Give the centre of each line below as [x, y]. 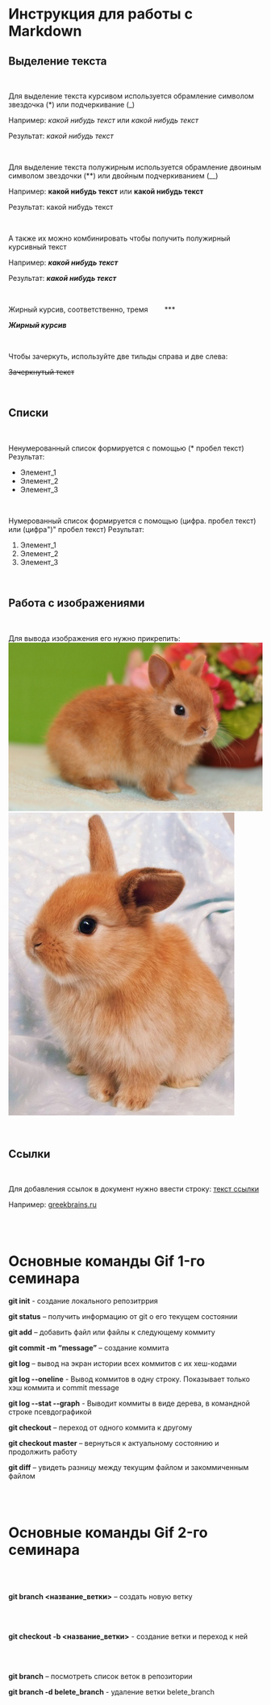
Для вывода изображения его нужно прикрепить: [94, 638]
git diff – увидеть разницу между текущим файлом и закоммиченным [129, 1468]
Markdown [45, 31]
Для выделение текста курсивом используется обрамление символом [131, 96]
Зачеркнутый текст [42, 372]
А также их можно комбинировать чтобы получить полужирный [120, 238]
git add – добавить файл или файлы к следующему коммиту [112, 1332]
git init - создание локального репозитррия [83, 1301]
